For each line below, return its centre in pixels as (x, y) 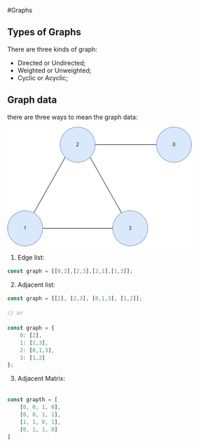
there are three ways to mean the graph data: (73, 117)
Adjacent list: (36, 284)
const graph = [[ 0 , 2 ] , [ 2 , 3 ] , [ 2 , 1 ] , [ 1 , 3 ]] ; (70, 271)
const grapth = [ (33, 400)
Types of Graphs (44, 32)
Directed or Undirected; (52, 63)
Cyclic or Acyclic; (42, 77)
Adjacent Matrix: (41, 379)
